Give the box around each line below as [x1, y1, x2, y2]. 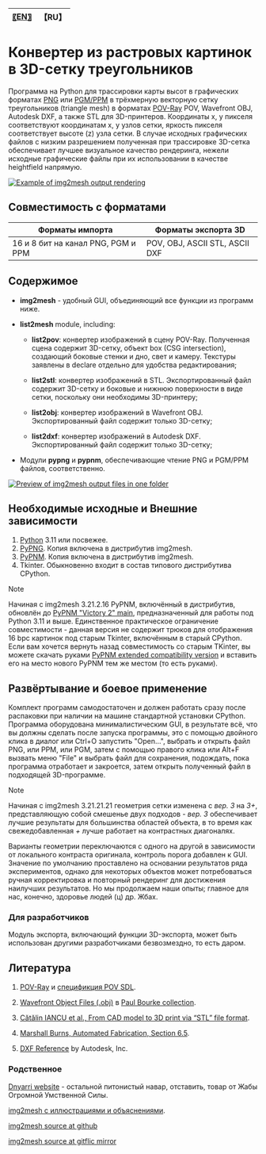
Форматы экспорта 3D [154, 224, 245, 235]
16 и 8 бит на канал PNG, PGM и [12, 237, 136, 248]
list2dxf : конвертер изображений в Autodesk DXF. [31, 431, 201, 441]
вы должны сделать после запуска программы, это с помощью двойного [8, 728, 258, 738]
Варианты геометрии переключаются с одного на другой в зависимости [8, 842, 256, 851]
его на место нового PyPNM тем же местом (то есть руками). [8, 658, 218, 669]
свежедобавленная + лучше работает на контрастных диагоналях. [8, 826, 235, 836]
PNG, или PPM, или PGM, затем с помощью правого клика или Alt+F [8, 745, 240, 754]
